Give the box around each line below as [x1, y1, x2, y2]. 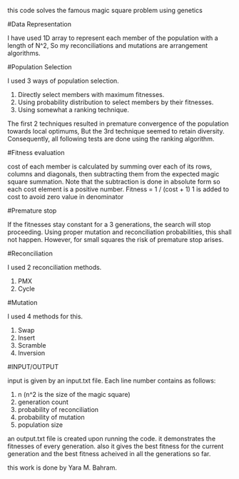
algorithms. [7, 49, 41, 57]
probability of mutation [17, 413, 85, 421]
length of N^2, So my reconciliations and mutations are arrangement [7, 41, 208, 49]
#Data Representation [7, 20, 71, 28]
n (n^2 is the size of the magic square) [17, 390, 131, 398]
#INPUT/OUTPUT [7, 363, 59, 370]
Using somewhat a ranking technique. [17, 106, 130, 114]
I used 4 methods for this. [7, 312, 83, 321]
